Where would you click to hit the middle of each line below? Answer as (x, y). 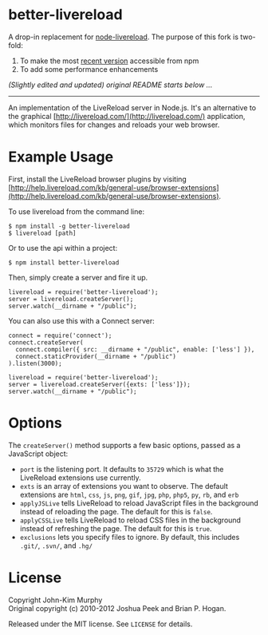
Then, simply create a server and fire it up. (78, 277)
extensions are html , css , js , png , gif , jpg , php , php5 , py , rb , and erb (129, 494)
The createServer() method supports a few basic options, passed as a (124, 445)
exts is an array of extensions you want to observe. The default (124, 486)
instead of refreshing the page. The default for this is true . (116, 528)
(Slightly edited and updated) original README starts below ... (110, 85)
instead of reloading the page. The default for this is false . (116, 511)
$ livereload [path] (43, 233)
